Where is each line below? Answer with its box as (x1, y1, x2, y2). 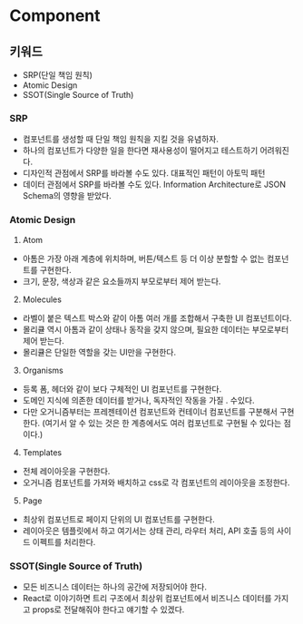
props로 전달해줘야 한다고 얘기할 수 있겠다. (32, 604, 185, 615)
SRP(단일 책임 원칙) (22, 70, 93, 80)
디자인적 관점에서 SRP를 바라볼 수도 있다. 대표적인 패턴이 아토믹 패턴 (22, 168, 266, 179)
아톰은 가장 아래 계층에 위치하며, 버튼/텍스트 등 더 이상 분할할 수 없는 (22, 253, 265, 264)
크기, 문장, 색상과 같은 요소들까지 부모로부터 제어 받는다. (22, 276, 221, 287)
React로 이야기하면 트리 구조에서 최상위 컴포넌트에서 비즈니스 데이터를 (22, 592, 272, 603)
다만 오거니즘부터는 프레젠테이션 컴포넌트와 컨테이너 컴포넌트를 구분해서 (22, 405, 279, 417)
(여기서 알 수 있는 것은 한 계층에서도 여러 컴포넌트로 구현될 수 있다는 (42, 417, 282, 428)
